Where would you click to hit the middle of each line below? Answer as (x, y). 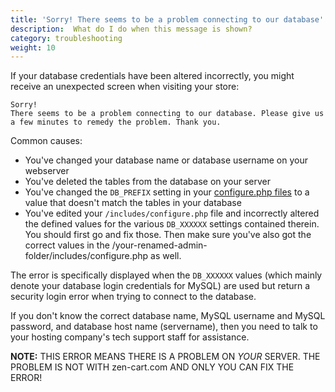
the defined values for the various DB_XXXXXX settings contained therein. (172, 224)
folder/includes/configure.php (86, 256)
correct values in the (67, 245)
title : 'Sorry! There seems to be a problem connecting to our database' (167, 19)
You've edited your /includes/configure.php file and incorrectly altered (172, 213)
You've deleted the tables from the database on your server (148, 182)
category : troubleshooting (66, 38)
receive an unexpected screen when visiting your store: (125, 87)
